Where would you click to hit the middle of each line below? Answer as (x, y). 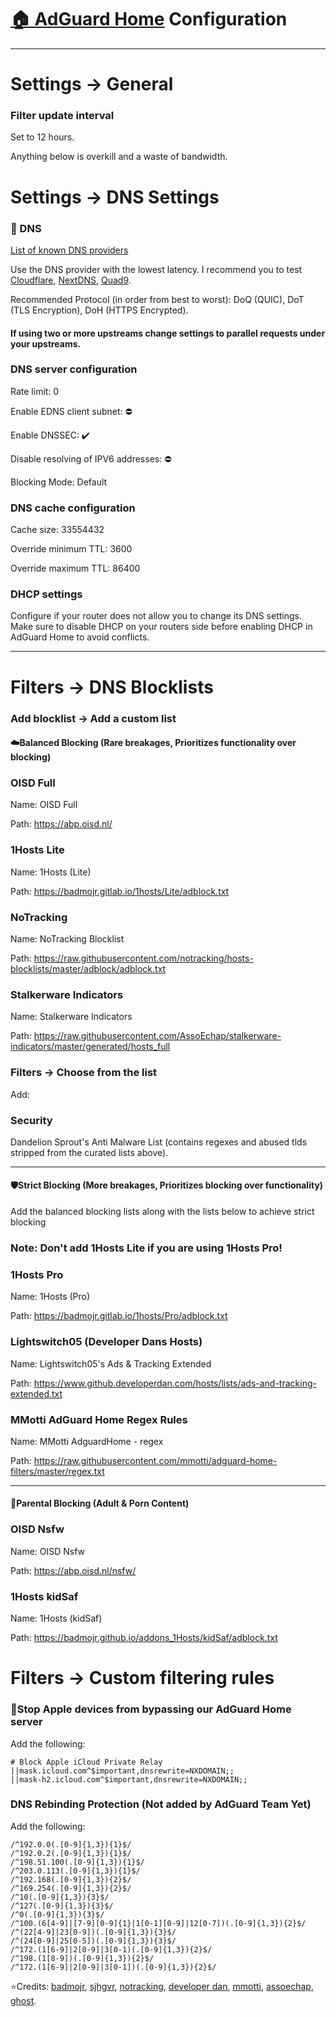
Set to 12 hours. (42, 137)
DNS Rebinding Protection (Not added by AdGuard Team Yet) (161, 1804)
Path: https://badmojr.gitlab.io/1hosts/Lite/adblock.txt (120, 891)
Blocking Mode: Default (59, 482)
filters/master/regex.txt (57, 1471)
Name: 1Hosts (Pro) (50, 1297)
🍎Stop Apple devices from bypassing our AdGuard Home (151, 1709)
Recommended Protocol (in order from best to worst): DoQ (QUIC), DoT (157, 299)
